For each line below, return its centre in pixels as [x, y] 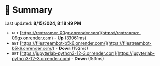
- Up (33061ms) [70, 38]
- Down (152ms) [72, 48]
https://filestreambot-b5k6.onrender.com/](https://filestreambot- [86, 43]
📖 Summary [29, 10]
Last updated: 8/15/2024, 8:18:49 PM [43, 23]
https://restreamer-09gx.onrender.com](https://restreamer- [81, 33]
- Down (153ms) [88, 58]
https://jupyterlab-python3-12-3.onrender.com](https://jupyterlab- [88, 53]
